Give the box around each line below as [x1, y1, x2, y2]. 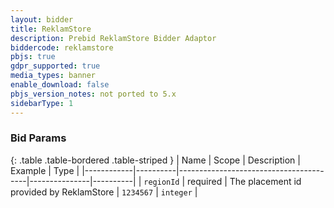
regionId [143, 177, 180, 187]
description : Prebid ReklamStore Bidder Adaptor [10, 33, 217, 43]
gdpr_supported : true [10, 61, 101, 71]
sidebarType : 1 [10, 98, 74, 108]
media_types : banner [10, 71, 97, 81]
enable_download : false [10, 80, 110, 90]
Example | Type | [10, 164, 80, 176]
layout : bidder [10, 14, 74, 25]
